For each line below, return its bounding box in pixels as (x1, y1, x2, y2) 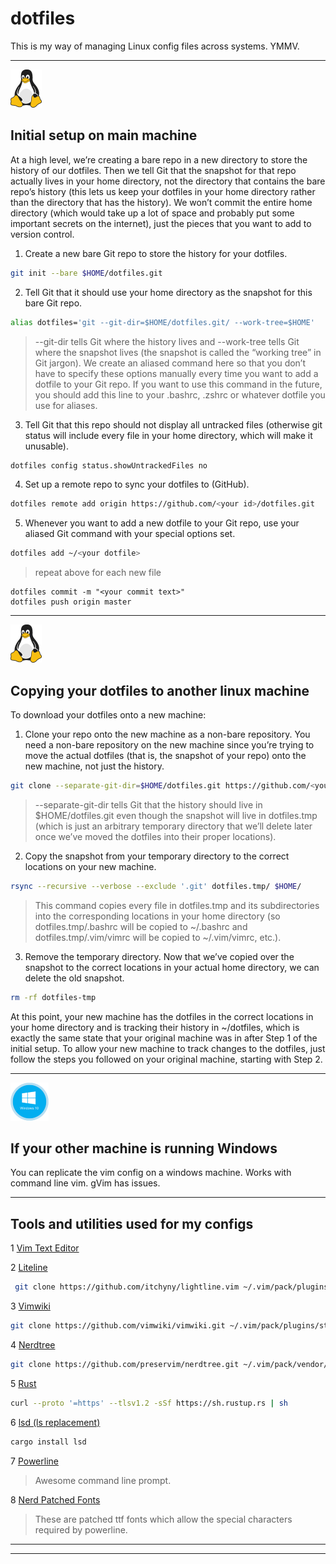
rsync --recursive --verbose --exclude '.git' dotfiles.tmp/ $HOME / (10, 881, 302, 891)
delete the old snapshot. (24, 972, 125, 984)
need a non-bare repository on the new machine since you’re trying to (24, 738, 315, 751)
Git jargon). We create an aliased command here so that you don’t (34, 357, 307, 369)
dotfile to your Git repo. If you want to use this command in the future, (34, 378, 323, 390)
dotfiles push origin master (10, 597, 132, 607)
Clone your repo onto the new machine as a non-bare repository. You (24, 728, 311, 740)
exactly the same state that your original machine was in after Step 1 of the (10, 1032, 318, 1044)
